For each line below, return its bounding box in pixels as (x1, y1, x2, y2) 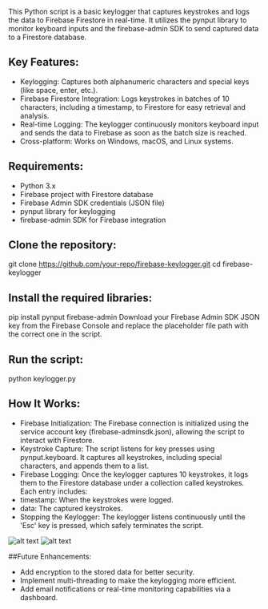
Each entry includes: (19, 486, 88, 496)
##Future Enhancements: (8, 551, 92, 561)
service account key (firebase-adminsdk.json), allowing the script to (19, 426, 246, 436)
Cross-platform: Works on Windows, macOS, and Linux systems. (19, 136, 234, 146)
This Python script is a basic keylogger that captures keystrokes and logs (8, 7, 250, 16)
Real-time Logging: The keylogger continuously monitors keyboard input (19, 119, 259, 129)
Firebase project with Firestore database (19, 189, 154, 199)
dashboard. (19, 592, 58, 602)
